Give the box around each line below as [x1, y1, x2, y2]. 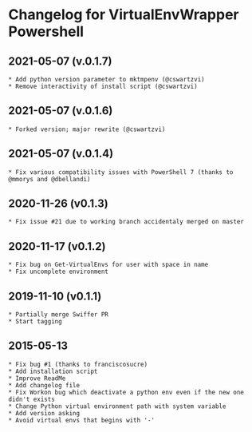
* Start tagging [8, 318, 62, 326]
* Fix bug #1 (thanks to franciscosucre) [8, 360, 148, 368]
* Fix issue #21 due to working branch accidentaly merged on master [8, 218, 245, 226]
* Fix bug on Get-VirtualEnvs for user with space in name [8, 261, 209, 269]
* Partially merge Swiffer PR [8, 311, 109, 319]
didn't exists [8, 395, 56, 403]
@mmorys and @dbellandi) [8, 175, 91, 183]
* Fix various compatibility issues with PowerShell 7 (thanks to [8, 168, 234, 176]
